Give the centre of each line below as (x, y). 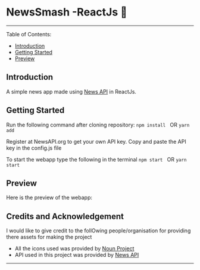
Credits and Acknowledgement (65, 216)
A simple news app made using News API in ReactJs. (71, 91)
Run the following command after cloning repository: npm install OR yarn (98, 125)
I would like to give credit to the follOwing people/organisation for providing (99, 231)
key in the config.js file (34, 148)
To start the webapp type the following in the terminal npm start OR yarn (96, 159)
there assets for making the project (49, 237)
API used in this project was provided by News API (77, 255)
